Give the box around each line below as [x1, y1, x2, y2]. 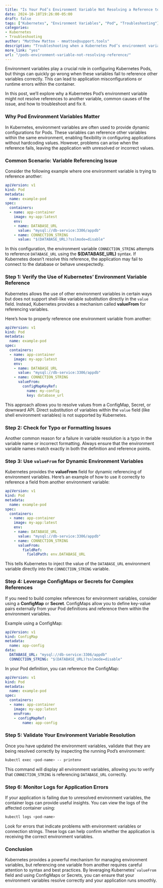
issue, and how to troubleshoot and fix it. [5, 101, 87, 107]
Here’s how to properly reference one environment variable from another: [5, 315, 152, 321]
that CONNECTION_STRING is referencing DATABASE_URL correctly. [5, 771, 127, 777]
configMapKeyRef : [22, 384, 57, 389]
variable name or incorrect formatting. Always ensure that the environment [5, 440, 154, 446]
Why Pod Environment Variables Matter [5, 113, 100, 120]
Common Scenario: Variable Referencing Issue [5, 157, 117, 164]
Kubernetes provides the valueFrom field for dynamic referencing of [5, 469, 142, 475]
